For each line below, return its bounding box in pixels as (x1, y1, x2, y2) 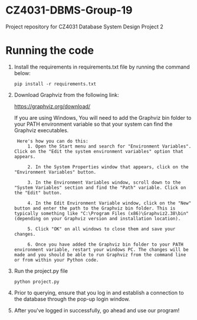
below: (14, 69, 31, 77)
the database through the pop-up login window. (14, 295, 130, 302)
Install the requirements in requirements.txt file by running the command (14, 63, 190, 70)
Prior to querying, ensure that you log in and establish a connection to (14, 289, 184, 296)
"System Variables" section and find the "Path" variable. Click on (14, 184, 186, 191)
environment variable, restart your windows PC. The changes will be (14, 246, 189, 253)
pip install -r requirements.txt (14, 81, 97, 87)
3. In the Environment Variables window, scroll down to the (27, 179, 181, 185)
